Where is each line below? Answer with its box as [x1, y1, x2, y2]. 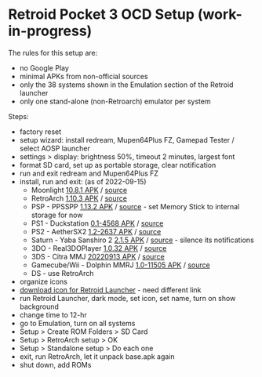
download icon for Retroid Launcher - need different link [19, 285, 202, 295]
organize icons [19, 277, 68, 286]
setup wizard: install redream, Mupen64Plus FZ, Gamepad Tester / [19, 135, 235, 144]
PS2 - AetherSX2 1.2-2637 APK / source [31, 227, 162, 236]
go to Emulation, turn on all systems [19, 318, 136, 328]
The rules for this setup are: [8, 48, 98, 57]
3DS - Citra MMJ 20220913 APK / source [31, 252, 165, 261]
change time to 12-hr [19, 310, 88, 319]
